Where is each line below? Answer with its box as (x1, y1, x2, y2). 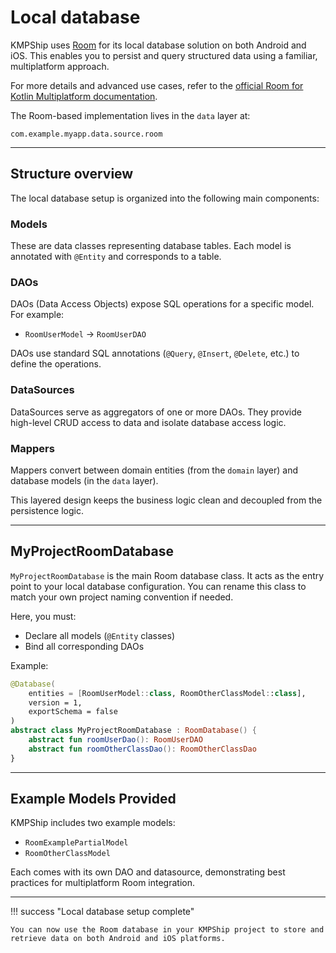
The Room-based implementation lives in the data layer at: (10, 109, 251, 121)
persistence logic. (10, 504, 84, 516)
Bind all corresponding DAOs (24, 640, 145, 652)
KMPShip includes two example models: (10, 817, 176, 829)
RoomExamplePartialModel (24, 838, 129, 848)
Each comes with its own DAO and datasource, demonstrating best (10, 866, 286, 878)
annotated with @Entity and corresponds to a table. (10, 251, 222, 263)
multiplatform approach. (10, 60, 110, 72)
